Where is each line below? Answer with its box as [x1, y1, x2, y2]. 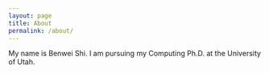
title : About [8, 19, 52, 27]
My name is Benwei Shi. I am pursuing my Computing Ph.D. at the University [8, 49, 262, 59]
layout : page [8, 11, 52, 20]
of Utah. [8, 57, 35, 67]
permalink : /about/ [8, 26, 74, 34]
